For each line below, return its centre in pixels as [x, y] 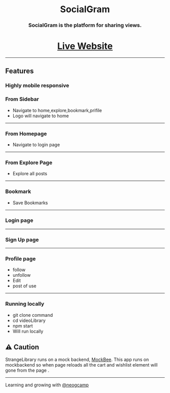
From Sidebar [22, 99]
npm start [23, 325]
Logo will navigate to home [41, 116]
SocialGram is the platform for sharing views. [85, 25]
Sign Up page [22, 240]
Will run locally [28, 331]
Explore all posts [30, 174]
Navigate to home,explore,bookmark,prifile [57, 110]
